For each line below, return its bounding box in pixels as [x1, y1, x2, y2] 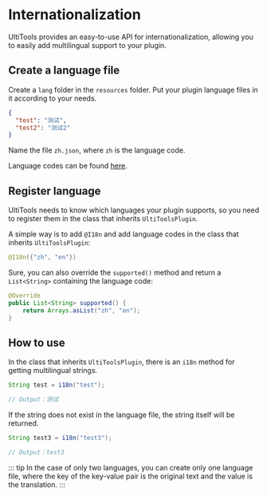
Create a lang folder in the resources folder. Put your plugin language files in [8, 85, 259, 94]
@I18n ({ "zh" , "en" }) [8, 253, 77, 261]
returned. [8, 419, 39, 428]
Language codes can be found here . [8, 161, 128, 171]
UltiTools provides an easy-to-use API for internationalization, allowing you [8, 32, 253, 42]
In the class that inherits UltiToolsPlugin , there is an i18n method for [8, 357, 235, 367]
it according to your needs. [8, 93, 97, 103]
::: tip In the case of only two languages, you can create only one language [8, 462, 253, 472]
